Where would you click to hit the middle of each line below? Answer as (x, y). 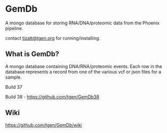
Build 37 (14, 87)
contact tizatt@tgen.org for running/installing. (53, 38)
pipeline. (14, 28)
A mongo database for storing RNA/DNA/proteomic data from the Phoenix (82, 23)
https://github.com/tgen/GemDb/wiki (44, 125)
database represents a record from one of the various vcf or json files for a (83, 72)
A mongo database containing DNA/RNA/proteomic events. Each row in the (84, 66)
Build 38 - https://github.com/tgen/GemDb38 (52, 96)
